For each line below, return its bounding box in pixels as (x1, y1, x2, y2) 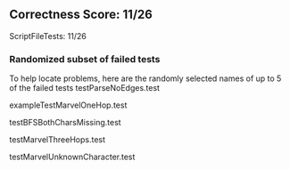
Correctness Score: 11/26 (9, 7, 153, 22)
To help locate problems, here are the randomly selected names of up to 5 (9, 73, 282, 84)
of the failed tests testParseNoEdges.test (9, 83, 161, 93)
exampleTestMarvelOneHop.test (9, 100, 128, 110)
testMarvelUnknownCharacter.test (9, 151, 136, 163)
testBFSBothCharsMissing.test (9, 117, 122, 128)
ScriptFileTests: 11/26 (9, 30, 87, 41)
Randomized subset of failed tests (9, 52, 161, 65)
